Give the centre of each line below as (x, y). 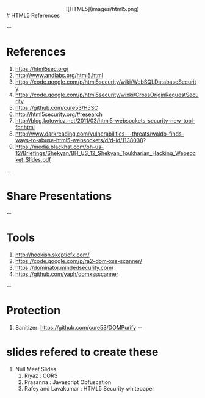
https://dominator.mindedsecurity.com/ (64, 267)
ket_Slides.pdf (33, 159)
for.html (25, 127)
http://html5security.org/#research (59, 114)
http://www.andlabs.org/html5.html (59, 75)
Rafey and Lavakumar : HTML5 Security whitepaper (89, 388)
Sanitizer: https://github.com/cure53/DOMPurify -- (79, 327)
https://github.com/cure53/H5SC (57, 107)
